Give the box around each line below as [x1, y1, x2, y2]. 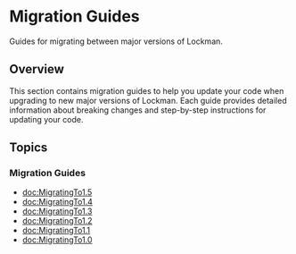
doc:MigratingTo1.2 [21, 216, 93, 226]
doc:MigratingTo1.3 [21, 206, 93, 216]
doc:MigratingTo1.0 [21, 234, 93, 245]
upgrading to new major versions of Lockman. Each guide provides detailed [9, 95, 287, 106]
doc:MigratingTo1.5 [21, 187, 93, 198]
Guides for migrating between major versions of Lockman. [9, 36, 223, 47]
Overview [9, 62, 65, 77]
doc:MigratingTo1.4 [21, 197, 94, 207]
